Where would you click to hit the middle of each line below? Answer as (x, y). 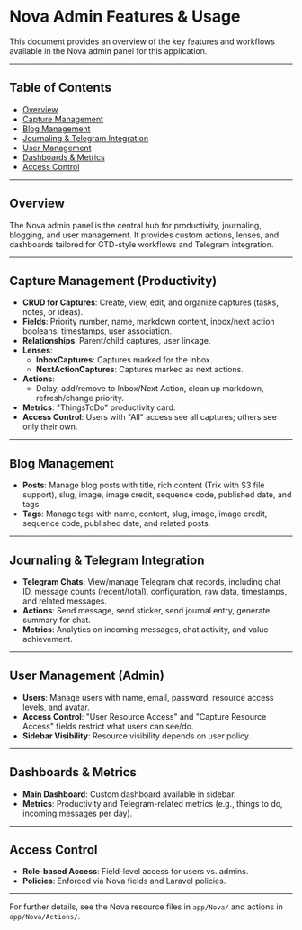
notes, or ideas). (53, 312)
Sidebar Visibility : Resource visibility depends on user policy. (137, 736)
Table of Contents (61, 88)
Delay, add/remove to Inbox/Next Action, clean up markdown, (150, 389)
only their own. (50, 427)
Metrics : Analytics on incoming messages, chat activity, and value (145, 630)
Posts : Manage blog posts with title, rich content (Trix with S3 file (143, 485)
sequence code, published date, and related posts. (116, 523)
